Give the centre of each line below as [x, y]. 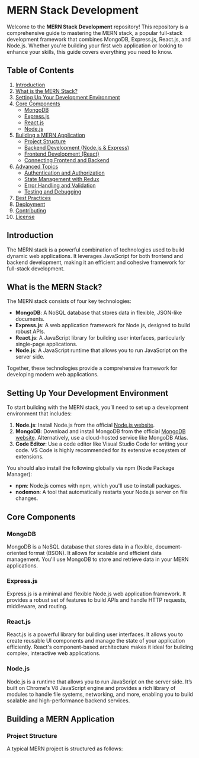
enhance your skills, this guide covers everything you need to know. [89, 51]
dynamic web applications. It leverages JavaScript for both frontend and [95, 256]
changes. [27, 498]
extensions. [29, 457]
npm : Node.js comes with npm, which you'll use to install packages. [98, 486]
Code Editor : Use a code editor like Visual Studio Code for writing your [102, 444]
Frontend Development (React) [62, 154]
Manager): [19, 475]
